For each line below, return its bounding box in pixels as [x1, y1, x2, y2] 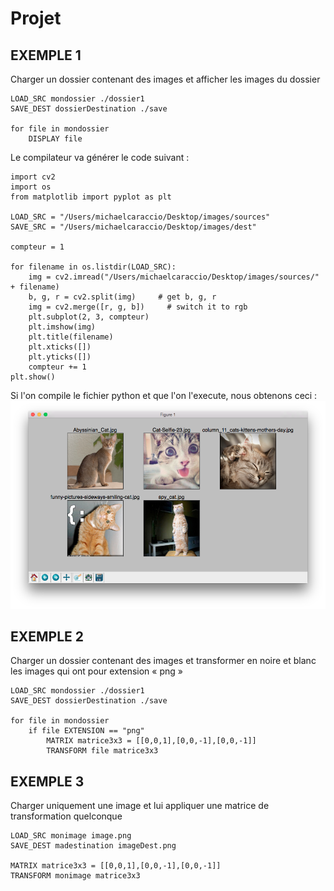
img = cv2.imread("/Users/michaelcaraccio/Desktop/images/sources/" [28, 272, 320, 282]
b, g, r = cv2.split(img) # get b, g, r [28, 292, 217, 302]
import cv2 [10, 172, 56, 182]
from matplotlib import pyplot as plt [10, 192, 172, 202]
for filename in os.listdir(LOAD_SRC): [10, 262, 177, 272]
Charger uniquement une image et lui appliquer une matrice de [10, 800, 270, 812]
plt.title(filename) [28, 332, 114, 342]
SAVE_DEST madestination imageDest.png [10, 841, 177, 851]
